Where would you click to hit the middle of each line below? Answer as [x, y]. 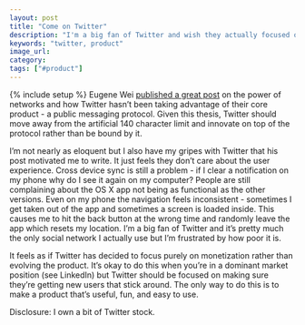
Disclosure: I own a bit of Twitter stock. [83, 311]
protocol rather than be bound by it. [76, 133]
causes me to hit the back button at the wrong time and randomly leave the [150, 218]
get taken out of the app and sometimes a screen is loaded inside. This [142, 208]
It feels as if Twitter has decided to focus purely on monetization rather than [151, 255]
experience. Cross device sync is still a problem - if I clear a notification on [149, 170]
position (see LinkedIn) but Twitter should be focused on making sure [139, 275]
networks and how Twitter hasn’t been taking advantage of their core [138, 104]
